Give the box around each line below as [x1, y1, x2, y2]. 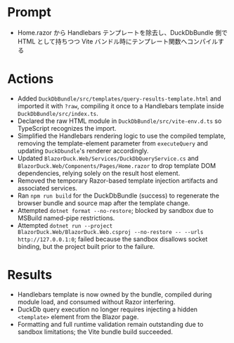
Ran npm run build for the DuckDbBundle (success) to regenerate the [17, 191, 220, 200]
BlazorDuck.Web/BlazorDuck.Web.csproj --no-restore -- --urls [17, 228, 204, 235]
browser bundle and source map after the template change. [17, 198, 190, 207]
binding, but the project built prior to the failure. [17, 242, 155, 250]
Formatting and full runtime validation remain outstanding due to [17, 320, 204, 328]
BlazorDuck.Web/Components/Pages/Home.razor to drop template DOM [17, 161, 216, 169]
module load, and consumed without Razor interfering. [17, 297, 176, 306]
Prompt [7, 4, 51, 20]
